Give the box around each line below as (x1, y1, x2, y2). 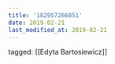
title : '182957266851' (8, 11, 83, 20)
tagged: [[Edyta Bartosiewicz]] (8, 48, 108, 57)
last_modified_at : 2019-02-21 (8, 26, 108, 34)
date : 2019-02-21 (8, 19, 65, 27)
